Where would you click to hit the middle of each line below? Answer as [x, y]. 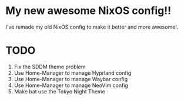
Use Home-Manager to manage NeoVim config [71, 85]
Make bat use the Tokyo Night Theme [59, 91]
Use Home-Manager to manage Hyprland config [73, 73]
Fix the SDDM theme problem [50, 67]
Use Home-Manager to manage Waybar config [71, 79]
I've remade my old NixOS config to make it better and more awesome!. [92, 27]
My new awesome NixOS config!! [88, 11]
